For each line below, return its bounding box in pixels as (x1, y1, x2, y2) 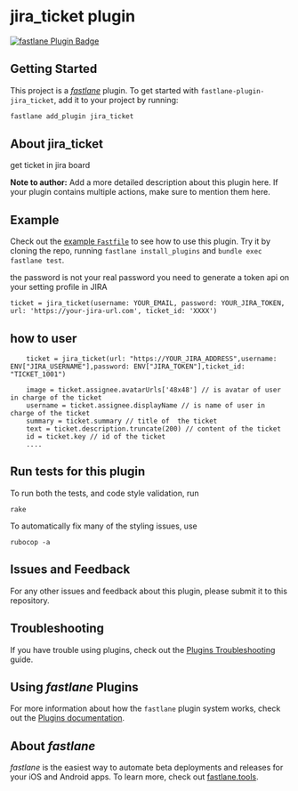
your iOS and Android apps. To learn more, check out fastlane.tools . (10, 771, 259, 782)
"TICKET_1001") (10, 370, 67, 379)
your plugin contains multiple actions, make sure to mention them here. (10, 187, 270, 198)
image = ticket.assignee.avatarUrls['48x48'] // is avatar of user (26, 385, 281, 395)
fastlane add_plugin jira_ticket (10, 111, 134, 121)
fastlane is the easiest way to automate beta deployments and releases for (10, 763, 284, 773)
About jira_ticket (10, 136, 104, 152)
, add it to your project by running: (53, 94, 179, 105)
